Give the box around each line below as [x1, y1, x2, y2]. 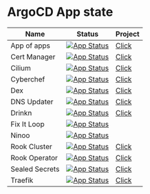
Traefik [10, 175, 34, 185]
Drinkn [10, 108, 32, 117]
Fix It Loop [10, 119, 45, 128]
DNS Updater [10, 97, 54, 106]
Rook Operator [10, 153, 58, 162]
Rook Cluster [10, 142, 53, 151]
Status [76, 29, 98, 39]
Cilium [10, 63, 31, 72]
